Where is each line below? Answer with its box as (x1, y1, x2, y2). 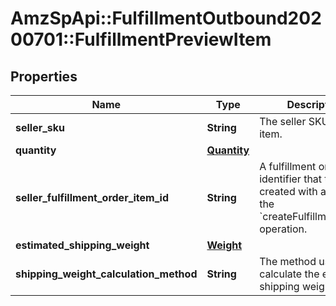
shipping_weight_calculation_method (15, 267, 198, 281)
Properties (10, 68, 78, 85)
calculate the (259, 267, 320, 281)
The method (259, 255, 317, 268)
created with (259, 185, 318, 198)
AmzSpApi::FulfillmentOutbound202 (10, 7, 322, 30)
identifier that (259, 172, 323, 186)
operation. (259, 222, 308, 236)
